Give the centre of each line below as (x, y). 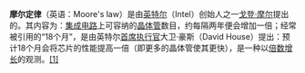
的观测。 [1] (38, 59)
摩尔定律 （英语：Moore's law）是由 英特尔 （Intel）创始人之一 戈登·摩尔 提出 (149, 14)
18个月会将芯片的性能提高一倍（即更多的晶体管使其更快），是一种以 (143, 48)
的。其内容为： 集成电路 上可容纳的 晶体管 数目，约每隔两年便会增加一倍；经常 (153, 25)
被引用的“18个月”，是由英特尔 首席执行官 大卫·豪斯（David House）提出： (146, 36)
